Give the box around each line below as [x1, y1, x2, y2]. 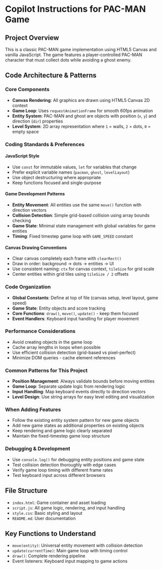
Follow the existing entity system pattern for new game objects [12, 417, 140, 423]
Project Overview [5, 33, 59, 42]
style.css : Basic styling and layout [12, 510, 83, 516]
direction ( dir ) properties [12, 118, 63, 124]
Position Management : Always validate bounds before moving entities [12, 378, 155, 384]
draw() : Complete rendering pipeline [12, 553, 86, 559]
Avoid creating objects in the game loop [12, 339, 93, 345]
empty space [12, 128, 39, 134]
